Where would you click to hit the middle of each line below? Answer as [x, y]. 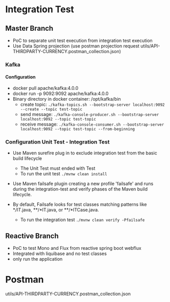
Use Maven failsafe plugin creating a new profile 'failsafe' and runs [83, 184]
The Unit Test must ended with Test [58, 168]
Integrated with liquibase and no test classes [60, 253]
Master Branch [29, 28]
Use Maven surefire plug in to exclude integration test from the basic [85, 153]
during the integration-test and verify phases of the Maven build [80, 189]
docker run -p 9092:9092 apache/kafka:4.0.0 [60, 94]
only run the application [38, 259]
